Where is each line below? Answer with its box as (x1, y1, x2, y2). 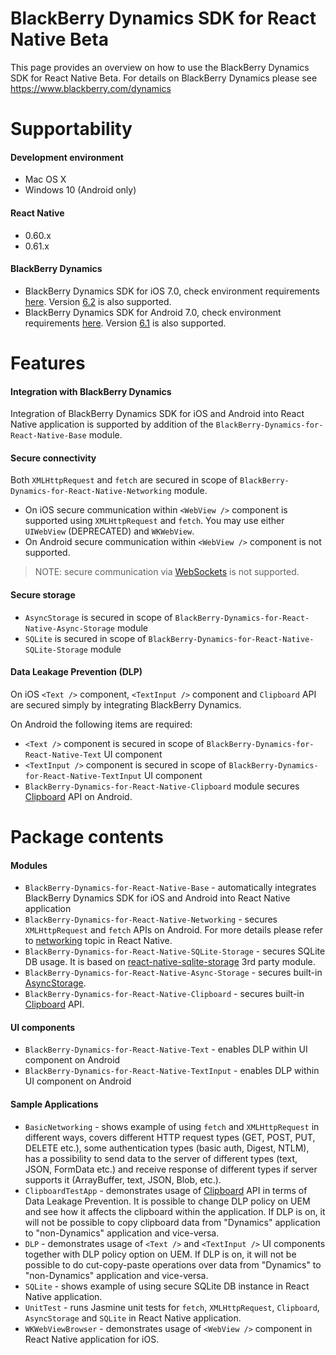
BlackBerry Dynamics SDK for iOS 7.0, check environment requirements (24, 285, 320, 297)
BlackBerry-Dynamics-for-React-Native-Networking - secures (24, 913, 278, 926)
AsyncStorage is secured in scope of (24, 611, 173, 623)
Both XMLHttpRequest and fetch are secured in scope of (10, 474, 238, 486)
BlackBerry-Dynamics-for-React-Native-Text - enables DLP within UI (24, 1043, 308, 1056)
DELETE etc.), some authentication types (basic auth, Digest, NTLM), (24, 1142, 310, 1154)
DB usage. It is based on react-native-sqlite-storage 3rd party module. (24, 956, 316, 968)
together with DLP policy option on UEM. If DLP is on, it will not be (24, 1248, 297, 1260)
